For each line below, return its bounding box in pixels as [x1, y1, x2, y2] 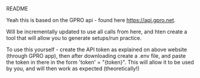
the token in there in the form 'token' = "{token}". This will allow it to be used [6, 59, 194, 65]
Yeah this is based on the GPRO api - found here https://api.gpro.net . [6, 17, 176, 23]
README [6, 5, 29, 12]
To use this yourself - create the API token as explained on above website [6, 46, 187, 53]
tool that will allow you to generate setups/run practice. [6, 35, 142, 41]
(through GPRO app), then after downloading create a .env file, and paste [6, 52, 186, 59]
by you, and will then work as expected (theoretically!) [6, 65, 140, 72]
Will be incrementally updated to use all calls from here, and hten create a [6, 28, 187, 35]
